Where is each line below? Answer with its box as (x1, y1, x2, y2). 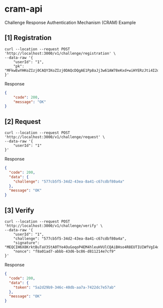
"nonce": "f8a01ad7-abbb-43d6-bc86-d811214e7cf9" (13, 249, 116, 254)
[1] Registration (4, 34, 52, 42)
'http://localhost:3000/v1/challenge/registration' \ (4, 51, 116, 56)
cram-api (4, 3, 42, 15)
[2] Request (4, 117, 41, 125)
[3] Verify (4, 206, 35, 214)
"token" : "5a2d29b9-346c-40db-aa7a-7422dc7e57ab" (13, 285, 116, 290)
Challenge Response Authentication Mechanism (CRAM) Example (4, 20, 136, 25)
